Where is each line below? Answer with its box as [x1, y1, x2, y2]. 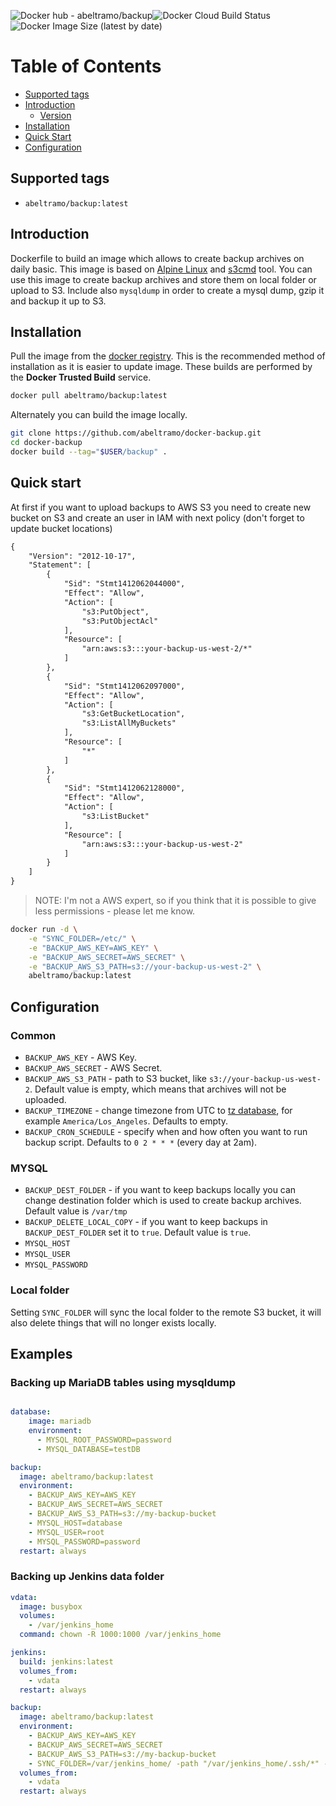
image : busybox [19, 1601, 83, 1612]
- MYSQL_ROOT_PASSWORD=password [36, 1435, 172, 1445]
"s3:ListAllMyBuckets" [81, 718, 177, 729]
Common [10, 1028, 57, 1042]
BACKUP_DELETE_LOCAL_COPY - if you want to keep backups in [24, 1216, 268, 1228]
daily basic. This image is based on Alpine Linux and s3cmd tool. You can [10, 263, 313, 275]
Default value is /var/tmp [24, 1205, 128, 1217]
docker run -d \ [10, 925, 78, 935]
